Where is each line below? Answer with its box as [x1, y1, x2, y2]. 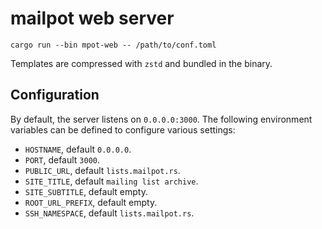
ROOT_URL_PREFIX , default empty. [24, 196, 158, 208]
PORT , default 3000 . [24, 153, 101, 166]
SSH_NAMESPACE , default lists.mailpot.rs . [24, 207, 195, 219]
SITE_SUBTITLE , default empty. [24, 185, 148, 197]
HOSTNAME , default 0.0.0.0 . [24, 143, 132, 155]
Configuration [10, 87, 100, 104]
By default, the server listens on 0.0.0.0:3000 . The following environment [10, 113, 313, 125]
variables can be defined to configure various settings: [10, 123, 236, 136]
